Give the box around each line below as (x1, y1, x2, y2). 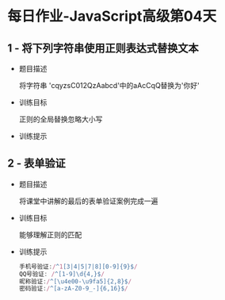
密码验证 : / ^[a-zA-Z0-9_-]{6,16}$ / (18, 285, 128, 293)
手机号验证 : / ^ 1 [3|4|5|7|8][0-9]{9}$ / (18, 263, 138, 271)
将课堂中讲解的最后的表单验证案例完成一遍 (18, 196, 158, 206)
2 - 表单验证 (7, 156, 66, 171)
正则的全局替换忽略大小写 (18, 114, 103, 124)
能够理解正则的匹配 (18, 229, 82, 239)
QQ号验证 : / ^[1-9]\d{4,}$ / (18, 270, 105, 278)
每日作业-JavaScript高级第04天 (7, 7, 217, 25)
